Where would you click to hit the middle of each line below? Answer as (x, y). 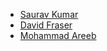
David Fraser (46, 25)
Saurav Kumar (49, 14)
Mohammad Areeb (58, 35)
